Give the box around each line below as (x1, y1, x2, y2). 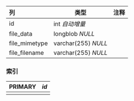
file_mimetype (9, 39, 48, 47)
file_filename (9, 49, 44, 57)
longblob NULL (53, 30, 95, 37)
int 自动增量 (53, 20, 86, 28)
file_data (9, 30, 33, 37)
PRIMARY (9, 83, 36, 91)
